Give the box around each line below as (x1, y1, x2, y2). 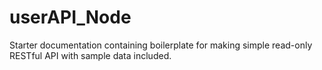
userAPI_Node (9, 6, 132, 29)
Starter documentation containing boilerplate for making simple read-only (9, 39, 313, 51)
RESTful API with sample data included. (9, 49, 172, 61)
